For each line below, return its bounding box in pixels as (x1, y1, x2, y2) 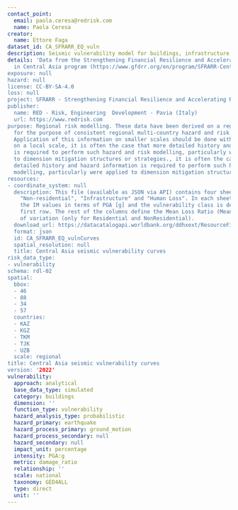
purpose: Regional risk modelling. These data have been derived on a (7, 122, 220, 130)
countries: (13, 314, 46, 321)
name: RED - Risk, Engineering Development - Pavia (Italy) (13, 109, 198, 116)
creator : (7, 30, 33, 38)
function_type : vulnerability (13, 406, 103, 414)
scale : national (13, 472, 62, 479)
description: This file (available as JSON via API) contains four (13, 189, 217, 196)
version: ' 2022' (7, 367, 55, 374)
